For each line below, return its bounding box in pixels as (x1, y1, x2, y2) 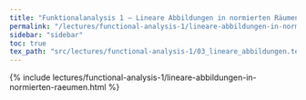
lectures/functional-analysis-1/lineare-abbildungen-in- (52, 72, 257, 83)
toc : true (9, 38, 47, 48)
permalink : (9, 22, 51, 31)
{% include (9, 72, 51, 83)
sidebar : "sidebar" (9, 30, 84, 39)
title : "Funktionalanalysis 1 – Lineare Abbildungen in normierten (9, 13, 271, 23)
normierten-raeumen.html (9, 82, 107, 93)
